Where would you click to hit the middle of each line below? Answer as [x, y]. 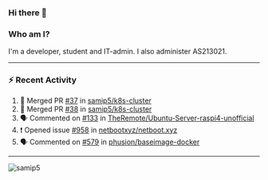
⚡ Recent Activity [43, 80]
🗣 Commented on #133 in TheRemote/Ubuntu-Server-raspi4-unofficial [137, 118]
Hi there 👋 [28, 13]
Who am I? [29, 33]
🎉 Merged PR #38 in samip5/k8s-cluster [86, 109]
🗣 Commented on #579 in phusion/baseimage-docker [110, 142]
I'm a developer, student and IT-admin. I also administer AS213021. [118, 52]
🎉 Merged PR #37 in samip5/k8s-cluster [85, 100]
